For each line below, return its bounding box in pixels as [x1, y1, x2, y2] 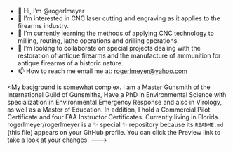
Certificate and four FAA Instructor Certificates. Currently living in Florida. [7, 113, 220, 121]
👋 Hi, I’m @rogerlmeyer [17, 7, 85, 15]
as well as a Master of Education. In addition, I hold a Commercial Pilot [7, 105, 211, 114]
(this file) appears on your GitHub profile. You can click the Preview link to [7, 129, 221, 136]
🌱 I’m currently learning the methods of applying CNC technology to [17, 29, 214, 37]
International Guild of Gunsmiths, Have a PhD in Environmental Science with [7, 91, 227, 98]
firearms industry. [17, 22, 69, 29]
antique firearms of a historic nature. [17, 59, 124, 67]
